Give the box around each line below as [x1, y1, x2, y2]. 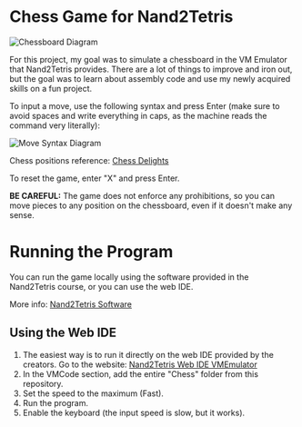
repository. [22, 378, 64, 389]
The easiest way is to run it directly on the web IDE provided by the [22, 349, 275, 360]
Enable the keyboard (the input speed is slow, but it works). [22, 407, 246, 418]
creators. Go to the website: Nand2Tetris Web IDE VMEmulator [22, 359, 257, 370]
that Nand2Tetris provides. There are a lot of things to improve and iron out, [9, 64, 293, 74]
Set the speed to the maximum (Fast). [22, 388, 164, 399]
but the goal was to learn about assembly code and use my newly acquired [9, 73, 291, 84]
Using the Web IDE [9, 325, 116, 341]
